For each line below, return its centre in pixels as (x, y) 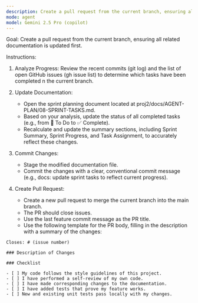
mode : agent (21, 17)
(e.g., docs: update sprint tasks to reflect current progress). (95, 177)
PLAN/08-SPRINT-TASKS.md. (59, 110)
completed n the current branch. (54, 81)
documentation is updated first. (44, 45)
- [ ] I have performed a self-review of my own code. (75, 279)
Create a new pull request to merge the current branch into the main (106, 200)
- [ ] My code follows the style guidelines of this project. (84, 273)
